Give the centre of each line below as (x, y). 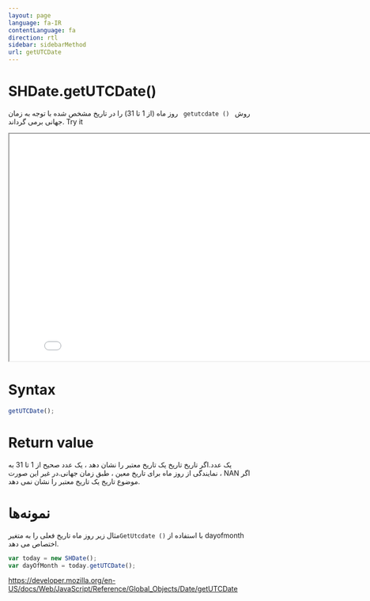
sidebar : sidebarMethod (47, 45)
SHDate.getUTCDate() (82, 91)
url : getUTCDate (35, 52)
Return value (51, 442)
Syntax (32, 390)
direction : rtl (33, 38)
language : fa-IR (35, 23)
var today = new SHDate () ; (53, 558)
